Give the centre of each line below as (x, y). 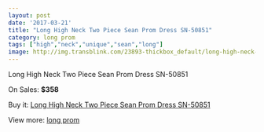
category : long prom (42, 37)
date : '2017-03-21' (40, 23)
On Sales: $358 (33, 90)
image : (19, 52)
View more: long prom (44, 120)
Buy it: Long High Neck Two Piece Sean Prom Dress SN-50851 (109, 104)
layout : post (29, 15)
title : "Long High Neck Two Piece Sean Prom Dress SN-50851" (110, 30)
